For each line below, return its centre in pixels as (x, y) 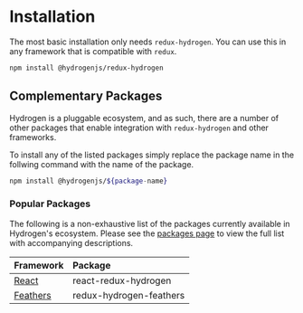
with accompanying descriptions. (71, 242)
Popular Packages (50, 204)
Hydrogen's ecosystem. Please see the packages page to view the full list (147, 233)
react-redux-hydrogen (122, 280)
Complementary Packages (86, 96)
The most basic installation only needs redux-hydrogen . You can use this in (148, 42)
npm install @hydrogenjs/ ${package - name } (89, 181)
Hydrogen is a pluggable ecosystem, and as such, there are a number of (144, 118)
